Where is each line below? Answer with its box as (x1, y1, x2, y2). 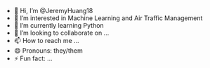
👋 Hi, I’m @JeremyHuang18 (13, 7, 93, 15)
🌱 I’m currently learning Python (13, 22, 104, 29)
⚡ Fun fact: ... (13, 54, 53, 62)
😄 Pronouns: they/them (13, 46, 83, 55)
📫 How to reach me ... (13, 37, 79, 44)
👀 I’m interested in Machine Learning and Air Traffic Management (13, 14, 203, 22)
